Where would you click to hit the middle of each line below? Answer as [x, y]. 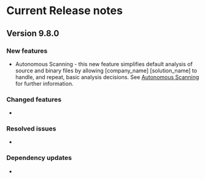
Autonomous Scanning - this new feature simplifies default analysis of [104, 64]
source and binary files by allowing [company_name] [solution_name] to [106, 70]
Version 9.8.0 [33, 33]
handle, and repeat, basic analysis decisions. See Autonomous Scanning [107, 77]
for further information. [44, 83]
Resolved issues [31, 129]
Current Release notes [64, 11]
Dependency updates [39, 158]
